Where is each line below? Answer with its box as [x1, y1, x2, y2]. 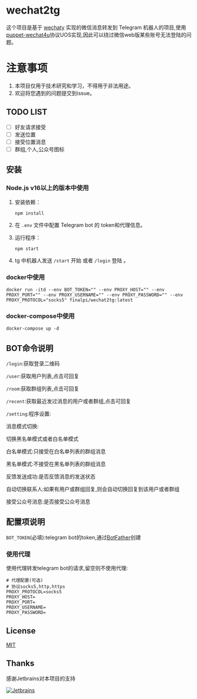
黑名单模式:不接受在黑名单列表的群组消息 [6, 460, 106, 467]
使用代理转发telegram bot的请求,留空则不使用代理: [6, 565, 128, 572]
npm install [14, 210, 44, 216]
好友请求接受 [14, 123, 46, 131]
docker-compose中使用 [6, 311, 75, 320]
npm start [14, 246, 40, 252]
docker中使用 [6, 273, 45, 281]
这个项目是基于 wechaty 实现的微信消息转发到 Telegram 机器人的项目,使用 [6, 24, 186, 31]
